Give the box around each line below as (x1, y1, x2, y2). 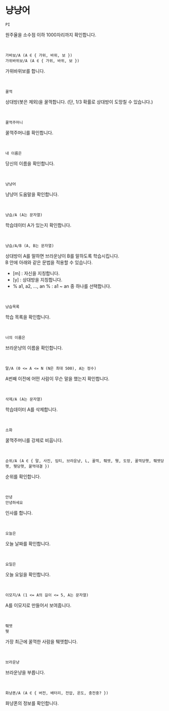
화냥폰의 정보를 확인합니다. (5, 700, 59, 706)
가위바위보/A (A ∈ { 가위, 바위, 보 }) (5, 58, 80, 63)
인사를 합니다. (5, 510, 33, 516)
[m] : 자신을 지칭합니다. (12, 270, 60, 276)
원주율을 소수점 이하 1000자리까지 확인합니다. (5, 31, 96, 38)
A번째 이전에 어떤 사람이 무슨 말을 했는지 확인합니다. (5, 376, 110, 382)
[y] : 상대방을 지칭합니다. (12, 276, 62, 283)
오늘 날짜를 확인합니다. (5, 540, 51, 547)
